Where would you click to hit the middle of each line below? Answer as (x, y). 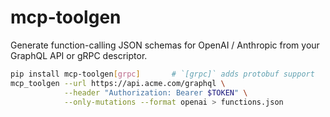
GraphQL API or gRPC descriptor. (79, 55)
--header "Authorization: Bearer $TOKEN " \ (155, 92)
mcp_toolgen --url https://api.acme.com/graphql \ (118, 83)
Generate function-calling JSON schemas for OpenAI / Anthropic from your (165, 45)
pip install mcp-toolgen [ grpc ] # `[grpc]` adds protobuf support (162, 74)
